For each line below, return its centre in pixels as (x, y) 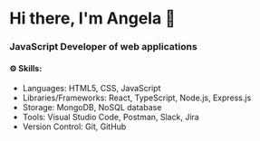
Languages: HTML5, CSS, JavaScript (91, 89)
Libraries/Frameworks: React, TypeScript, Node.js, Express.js (137, 98)
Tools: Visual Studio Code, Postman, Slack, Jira (111, 117)
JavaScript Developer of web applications (103, 47)
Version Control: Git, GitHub (74, 127)
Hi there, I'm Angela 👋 (93, 19)
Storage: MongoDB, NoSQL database (92, 108)
